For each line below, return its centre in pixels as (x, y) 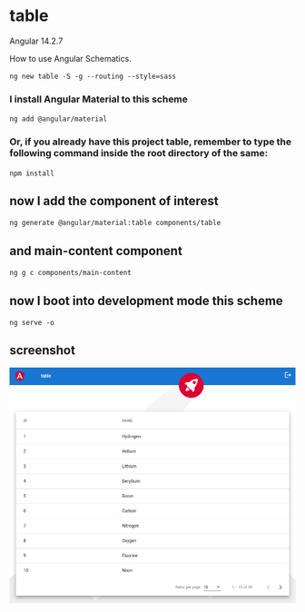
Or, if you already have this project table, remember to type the (151, 142)
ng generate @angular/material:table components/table (115, 223)
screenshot (42, 350)
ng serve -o (32, 322)
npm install (32, 173)
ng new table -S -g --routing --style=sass (93, 76)
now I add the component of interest (114, 201)
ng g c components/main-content (70, 273)
